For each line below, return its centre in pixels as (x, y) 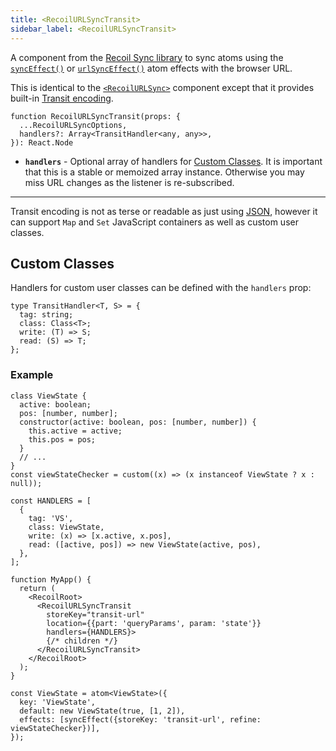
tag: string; (46, 315)
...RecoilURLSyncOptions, (73, 125)
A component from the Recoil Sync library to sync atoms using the (147, 57)
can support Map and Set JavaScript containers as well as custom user (154, 222)
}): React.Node (42, 142)
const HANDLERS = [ (51, 501)
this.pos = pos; (62, 439)
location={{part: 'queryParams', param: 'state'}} (154, 623)
